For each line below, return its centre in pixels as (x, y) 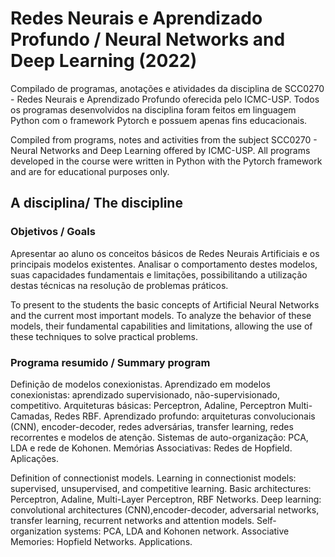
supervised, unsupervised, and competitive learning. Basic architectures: (161, 488)
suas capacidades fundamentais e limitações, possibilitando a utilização (159, 274)
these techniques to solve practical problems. (104, 336)
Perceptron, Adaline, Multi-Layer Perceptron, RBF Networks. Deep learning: (166, 499)
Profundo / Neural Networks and (148, 39)
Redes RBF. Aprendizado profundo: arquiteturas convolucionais (185, 416)
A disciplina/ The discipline (96, 203)
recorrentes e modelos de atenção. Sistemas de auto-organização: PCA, (159, 437)
